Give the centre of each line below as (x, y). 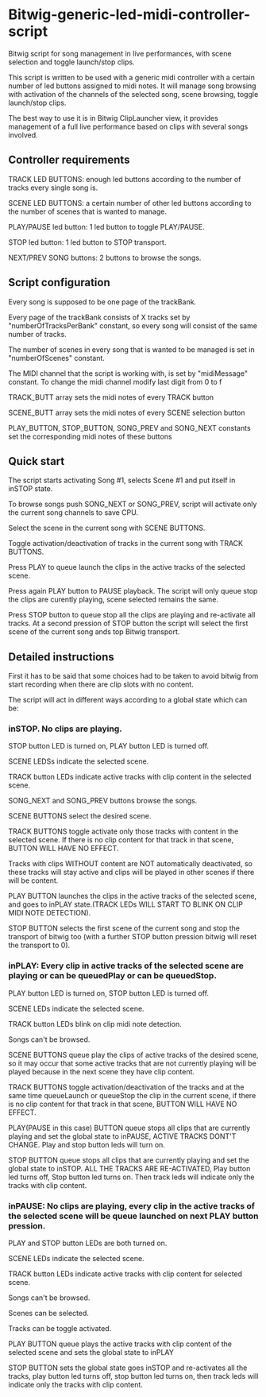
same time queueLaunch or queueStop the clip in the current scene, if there (132, 1095)
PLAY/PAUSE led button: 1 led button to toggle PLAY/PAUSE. (106, 226)
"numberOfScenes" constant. (57, 358)
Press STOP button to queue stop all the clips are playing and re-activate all (132, 615)
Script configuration (60, 282)
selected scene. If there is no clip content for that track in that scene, (121, 840)
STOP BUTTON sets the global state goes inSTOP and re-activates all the (128, 1368)
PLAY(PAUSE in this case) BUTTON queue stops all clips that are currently (129, 1128)
